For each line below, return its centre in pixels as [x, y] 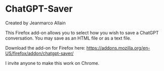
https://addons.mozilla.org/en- [118, 48]
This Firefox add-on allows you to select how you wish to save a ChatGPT [82, 32]
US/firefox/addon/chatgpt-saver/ [39, 53]
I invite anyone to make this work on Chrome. [52, 63]
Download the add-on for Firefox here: [45, 48]
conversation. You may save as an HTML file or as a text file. [68, 38]
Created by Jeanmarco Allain [35, 23]
